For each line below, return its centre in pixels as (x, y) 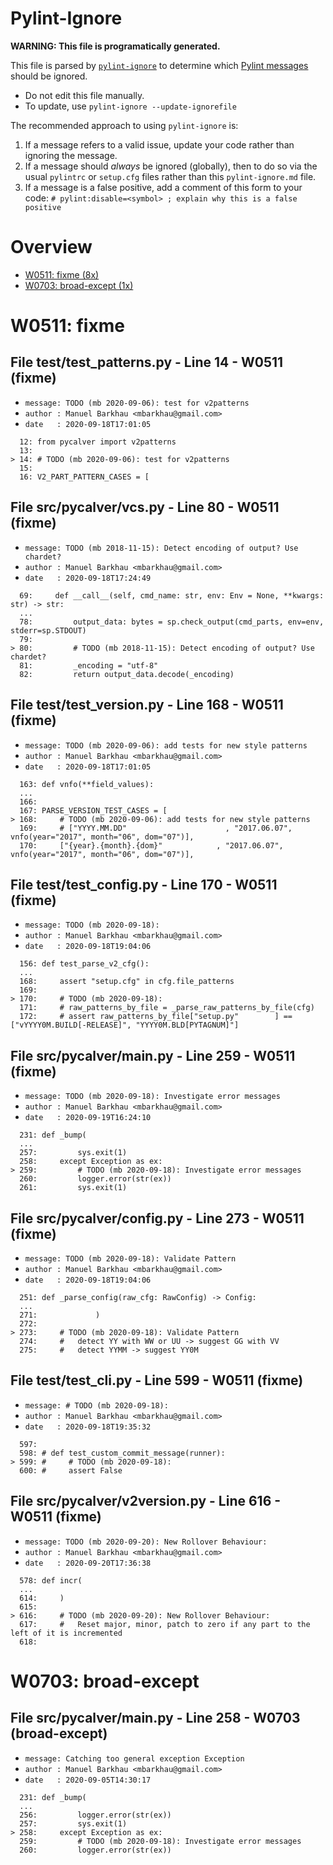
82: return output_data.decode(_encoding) (127, 674)
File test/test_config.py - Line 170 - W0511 (144, 884)
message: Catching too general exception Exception (134, 1758)
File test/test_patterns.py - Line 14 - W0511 (147, 362)
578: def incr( (51, 1580)
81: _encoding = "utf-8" (89, 665)
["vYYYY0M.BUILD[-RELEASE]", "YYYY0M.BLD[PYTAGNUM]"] (125, 1025)
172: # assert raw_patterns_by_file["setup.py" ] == (156, 1017)
